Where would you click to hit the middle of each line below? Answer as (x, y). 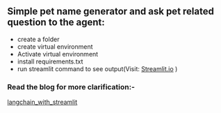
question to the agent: (56, 23)
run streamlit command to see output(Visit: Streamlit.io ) (97, 68)
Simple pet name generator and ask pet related (110, 12)
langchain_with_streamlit (42, 102)
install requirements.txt (50, 61)
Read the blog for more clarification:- (71, 86)
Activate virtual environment (58, 54)
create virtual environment (55, 46)
